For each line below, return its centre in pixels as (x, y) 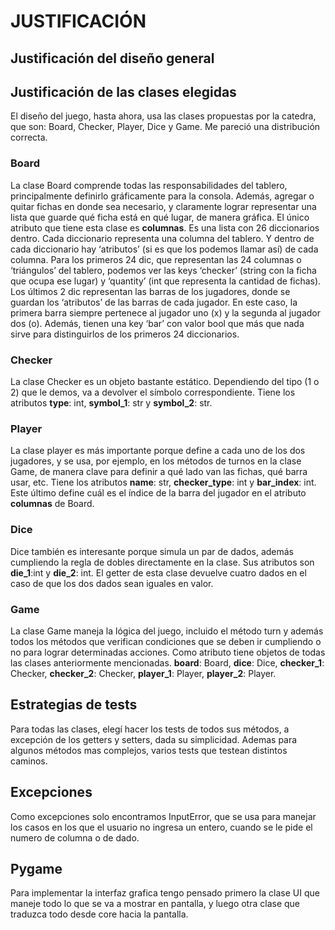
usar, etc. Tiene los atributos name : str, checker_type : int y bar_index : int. (163, 482)
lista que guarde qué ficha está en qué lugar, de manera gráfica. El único (160, 217)
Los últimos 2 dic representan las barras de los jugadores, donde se (150, 291)
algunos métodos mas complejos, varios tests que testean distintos (149, 750)
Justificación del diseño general (112, 58)
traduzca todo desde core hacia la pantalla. (99, 914)
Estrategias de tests (74, 705)
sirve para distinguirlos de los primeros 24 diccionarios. (125, 334)
